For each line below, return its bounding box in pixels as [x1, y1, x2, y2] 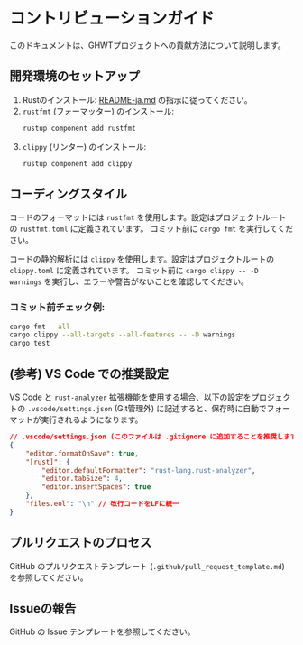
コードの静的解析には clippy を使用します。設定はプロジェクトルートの [9, 253, 275, 264]
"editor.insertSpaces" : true [41, 483, 151, 492]
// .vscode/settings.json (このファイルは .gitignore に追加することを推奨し [9, 432, 284, 442]
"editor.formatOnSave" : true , [25, 448, 140, 458]
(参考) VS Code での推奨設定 [9, 366, 170, 382]
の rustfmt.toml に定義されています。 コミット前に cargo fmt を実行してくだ [9, 223, 294, 235]
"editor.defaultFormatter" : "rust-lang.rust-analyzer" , [41, 465, 256, 475]
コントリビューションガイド [9, 8, 215, 29]
